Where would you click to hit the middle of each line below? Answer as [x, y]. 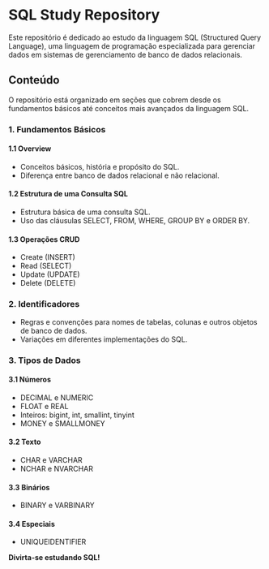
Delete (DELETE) [48, 283]
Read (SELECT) [46, 266]
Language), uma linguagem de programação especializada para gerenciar [132, 45]
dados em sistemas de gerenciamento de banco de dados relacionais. [126, 54]
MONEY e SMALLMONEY [62, 423]
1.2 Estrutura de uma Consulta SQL [68, 194]
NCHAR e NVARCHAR [56, 468]
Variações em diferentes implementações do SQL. [104, 339]
